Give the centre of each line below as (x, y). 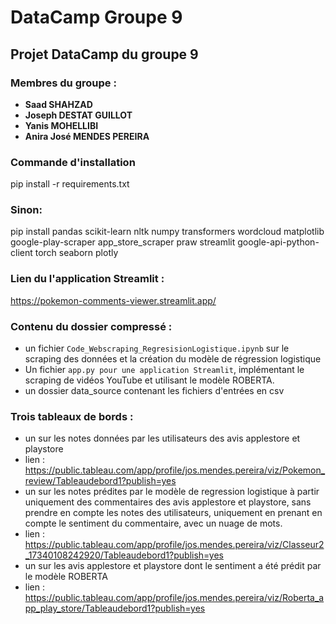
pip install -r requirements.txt (70, 184)
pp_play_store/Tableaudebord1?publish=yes (115, 608)
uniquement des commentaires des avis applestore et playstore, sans (168, 502)
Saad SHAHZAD (58, 104)
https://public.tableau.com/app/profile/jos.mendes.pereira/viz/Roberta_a (174, 598)
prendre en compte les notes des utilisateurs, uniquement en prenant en (173, 513)
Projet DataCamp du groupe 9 (104, 54)
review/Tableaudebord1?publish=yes (100, 481)
